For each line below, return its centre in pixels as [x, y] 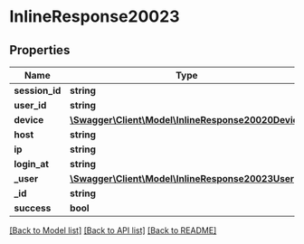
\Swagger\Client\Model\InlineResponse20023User [182, 178]
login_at [32, 164]
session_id [38, 90]
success [33, 208]
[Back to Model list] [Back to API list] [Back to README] [113, 230]
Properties [40, 50]
